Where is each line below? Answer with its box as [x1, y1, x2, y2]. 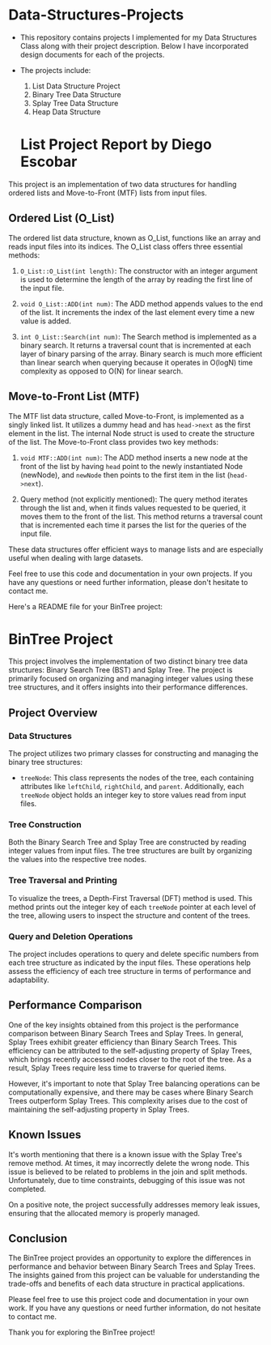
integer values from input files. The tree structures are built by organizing [8, 846, 252, 856]
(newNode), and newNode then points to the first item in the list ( [19, 470, 231, 480]
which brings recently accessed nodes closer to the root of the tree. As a [8, 1054, 252, 1064]
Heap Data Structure [32, 107, 101, 117]
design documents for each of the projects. [19, 49, 165, 59]
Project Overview [8, 706, 98, 719]
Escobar [19, 152, 78, 171]
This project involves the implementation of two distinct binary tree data [8, 656, 248, 666]
